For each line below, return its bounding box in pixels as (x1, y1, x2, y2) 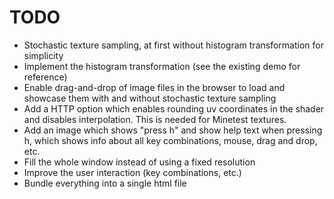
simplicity (23, 49, 64, 61)
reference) (23, 71, 68, 83)
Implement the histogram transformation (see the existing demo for (23, 60, 301, 72)
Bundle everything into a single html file (23, 177, 187, 189)
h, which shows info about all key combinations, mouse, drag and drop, (23, 134, 318, 146)
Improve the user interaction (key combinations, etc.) (23, 166, 242, 178)
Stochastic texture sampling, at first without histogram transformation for (23, 39, 324, 51)
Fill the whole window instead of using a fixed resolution (23, 156, 256, 168)
